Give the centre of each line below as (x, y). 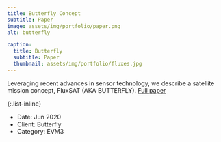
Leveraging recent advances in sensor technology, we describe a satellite (111, 83)
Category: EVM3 (40, 131)
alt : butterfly (29, 32)
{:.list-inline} (24, 104)
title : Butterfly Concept (44, 13)
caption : (19, 45)
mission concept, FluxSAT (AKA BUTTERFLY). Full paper (87, 90)
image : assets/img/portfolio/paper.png (64, 26)
